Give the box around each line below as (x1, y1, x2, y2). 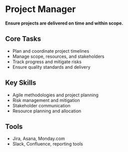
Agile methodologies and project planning (12, 92, 99, 98)
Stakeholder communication (12, 102, 71, 108)
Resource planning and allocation (12, 108, 81, 114)
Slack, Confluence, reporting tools (12, 141, 83, 147)
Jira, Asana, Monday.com (12, 135, 65, 141)
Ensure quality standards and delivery (12, 64, 91, 70)
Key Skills (5, 79, 36, 87)
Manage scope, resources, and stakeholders (12, 53, 104, 59)
